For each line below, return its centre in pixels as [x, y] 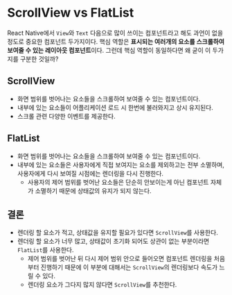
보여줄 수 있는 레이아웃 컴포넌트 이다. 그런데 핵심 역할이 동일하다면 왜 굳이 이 [109, 50]
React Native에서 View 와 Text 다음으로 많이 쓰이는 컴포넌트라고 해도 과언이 [109, 33]
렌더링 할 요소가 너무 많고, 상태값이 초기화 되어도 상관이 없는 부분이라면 [113, 242]
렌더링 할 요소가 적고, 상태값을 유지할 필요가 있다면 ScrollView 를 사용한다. [117, 233]
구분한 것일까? [39, 59]
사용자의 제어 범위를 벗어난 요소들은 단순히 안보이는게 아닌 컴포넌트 [118, 182]
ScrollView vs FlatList [71, 13]
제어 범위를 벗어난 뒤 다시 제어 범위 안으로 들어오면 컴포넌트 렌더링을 [120, 259]
